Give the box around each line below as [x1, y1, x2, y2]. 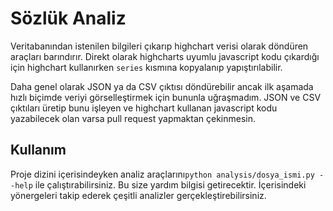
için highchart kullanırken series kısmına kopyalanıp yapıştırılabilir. [10, 61, 283, 73]
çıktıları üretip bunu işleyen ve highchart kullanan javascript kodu [10, 102, 278, 114]
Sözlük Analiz [10, 7, 127, 30]
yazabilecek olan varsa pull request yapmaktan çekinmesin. [10, 112, 256, 124]
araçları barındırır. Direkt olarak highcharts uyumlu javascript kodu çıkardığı [10, 50, 320, 62]
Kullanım [10, 142, 67, 159]
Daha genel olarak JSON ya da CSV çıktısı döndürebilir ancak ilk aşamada [10, 80, 314, 92]
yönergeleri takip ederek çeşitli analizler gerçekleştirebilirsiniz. [10, 189, 267, 201]
